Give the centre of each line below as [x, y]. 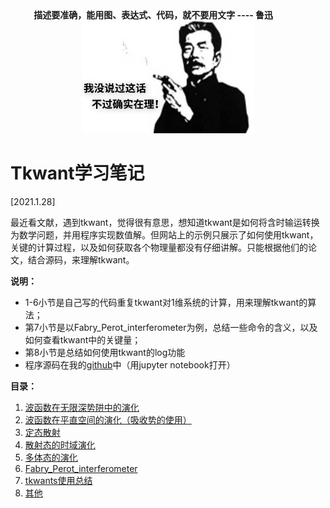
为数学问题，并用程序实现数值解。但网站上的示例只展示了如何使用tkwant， [164, 234]
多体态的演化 [51, 457]
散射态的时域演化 [60, 444]
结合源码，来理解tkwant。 [81, 259]
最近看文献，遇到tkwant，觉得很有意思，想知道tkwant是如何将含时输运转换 [165, 222]
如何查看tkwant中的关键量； [83, 339]
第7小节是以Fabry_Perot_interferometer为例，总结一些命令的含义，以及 [171, 327]
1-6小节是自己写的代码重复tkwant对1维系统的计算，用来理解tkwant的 [166, 302]
